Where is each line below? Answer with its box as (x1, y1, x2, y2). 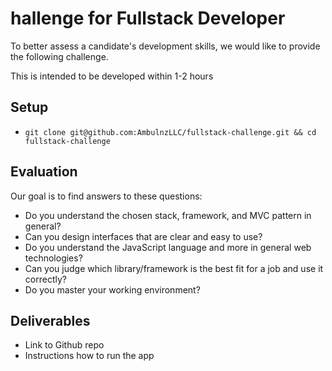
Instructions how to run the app (24, 350, 155, 362)
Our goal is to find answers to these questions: (10, 190, 203, 202)
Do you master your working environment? (24, 283, 201, 296)
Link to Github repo (24, 339, 105, 351)
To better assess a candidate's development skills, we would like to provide (10, 40, 321, 52)
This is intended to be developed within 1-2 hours (10, 70, 214, 82)
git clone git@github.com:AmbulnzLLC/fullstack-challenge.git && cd (24, 127, 317, 137)
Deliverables (10, 312, 91, 329)
